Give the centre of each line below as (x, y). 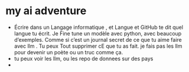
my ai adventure (46, 11)
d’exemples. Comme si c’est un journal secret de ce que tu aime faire (98, 40)
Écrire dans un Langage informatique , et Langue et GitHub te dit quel (99, 27)
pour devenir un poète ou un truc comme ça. (69, 52)
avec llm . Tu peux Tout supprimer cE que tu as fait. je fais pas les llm (98, 46)
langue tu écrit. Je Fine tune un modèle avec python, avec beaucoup (98, 33)
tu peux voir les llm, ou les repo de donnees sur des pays (84, 58)
